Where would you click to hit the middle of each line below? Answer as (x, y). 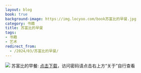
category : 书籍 (20, 23)
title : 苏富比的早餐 (24, 28)
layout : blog (19, 10)
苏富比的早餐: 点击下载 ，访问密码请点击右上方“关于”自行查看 (73, 66)
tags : (11, 33)
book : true (16, 14)
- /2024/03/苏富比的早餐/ (34, 51)
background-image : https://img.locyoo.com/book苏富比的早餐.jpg (71, 19)
